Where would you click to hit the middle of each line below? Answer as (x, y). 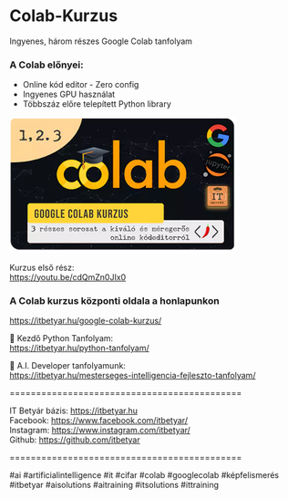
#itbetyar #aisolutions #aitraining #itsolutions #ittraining (114, 484)
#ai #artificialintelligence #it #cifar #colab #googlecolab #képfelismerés (144, 474)
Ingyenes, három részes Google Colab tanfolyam (101, 41)
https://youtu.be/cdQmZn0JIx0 (68, 277)
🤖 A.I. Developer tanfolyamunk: (67, 365)
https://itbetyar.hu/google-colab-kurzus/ (86, 320)
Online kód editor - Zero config (81, 85)
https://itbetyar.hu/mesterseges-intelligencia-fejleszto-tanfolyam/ (133, 375)
